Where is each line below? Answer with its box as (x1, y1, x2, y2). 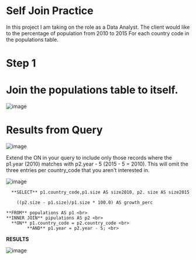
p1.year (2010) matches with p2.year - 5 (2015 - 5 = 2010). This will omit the (6, 160, 188, 167)
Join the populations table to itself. (6, 83, 178, 97)
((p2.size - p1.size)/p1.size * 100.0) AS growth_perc (16, 200, 153, 205)
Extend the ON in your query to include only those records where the (6, 154, 173, 161)
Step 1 (6, 57, 36, 70)
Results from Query (6, 123, 103, 137)
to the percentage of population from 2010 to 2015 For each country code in (6, 29, 190, 36)
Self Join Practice (6, 4, 94, 18)
